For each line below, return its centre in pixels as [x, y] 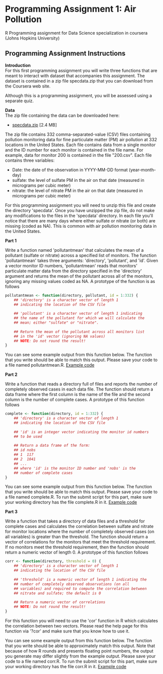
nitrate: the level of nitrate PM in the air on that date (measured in [77, 190]
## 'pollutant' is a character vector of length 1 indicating [78, 314]
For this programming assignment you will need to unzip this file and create [81, 205]
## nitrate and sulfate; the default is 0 [57, 593]
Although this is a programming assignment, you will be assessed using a [79, 95]
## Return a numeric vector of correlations [60, 602]
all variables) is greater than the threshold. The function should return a [77, 537]
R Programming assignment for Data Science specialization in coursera [76, 33]
